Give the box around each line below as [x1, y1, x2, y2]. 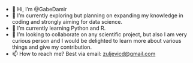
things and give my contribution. [11, 43, 92, 51]
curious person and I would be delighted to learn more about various [11, 37, 182, 44]
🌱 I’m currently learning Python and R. [11, 24, 106, 31]
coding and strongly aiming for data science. [11, 18, 123, 25]
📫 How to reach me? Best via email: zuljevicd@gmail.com [11, 51, 156, 57]
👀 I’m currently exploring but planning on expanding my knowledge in [11, 12, 184, 19]
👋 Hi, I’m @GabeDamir [11, 6, 67, 12]
